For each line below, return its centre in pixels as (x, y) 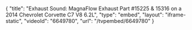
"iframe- (175, 15)
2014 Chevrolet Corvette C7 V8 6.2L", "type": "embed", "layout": (85, 15)
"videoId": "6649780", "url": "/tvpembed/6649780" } (89, 21)
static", (14, 21)
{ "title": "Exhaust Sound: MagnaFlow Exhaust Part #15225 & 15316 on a (94, 9)
